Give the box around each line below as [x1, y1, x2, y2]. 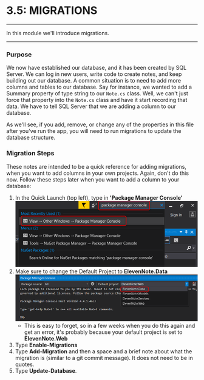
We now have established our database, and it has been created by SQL [6, 64, 187, 72]
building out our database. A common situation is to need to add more [6, 77, 181, 84]
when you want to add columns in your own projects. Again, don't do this [6, 169, 189, 177]
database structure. [6, 134, 56, 141]
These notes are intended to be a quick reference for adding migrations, [6, 163, 187, 170]
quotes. [15, 361, 35, 368]
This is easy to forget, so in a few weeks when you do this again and [24, 322, 195, 329]
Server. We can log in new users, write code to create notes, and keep [6, 70, 182, 78]
